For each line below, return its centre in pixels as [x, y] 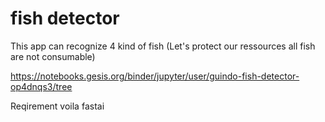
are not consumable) [53, 56]
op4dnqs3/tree [41, 86]
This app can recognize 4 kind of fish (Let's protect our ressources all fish [163, 46]
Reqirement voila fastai [57, 106]
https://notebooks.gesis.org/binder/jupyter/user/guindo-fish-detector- [155, 76]
